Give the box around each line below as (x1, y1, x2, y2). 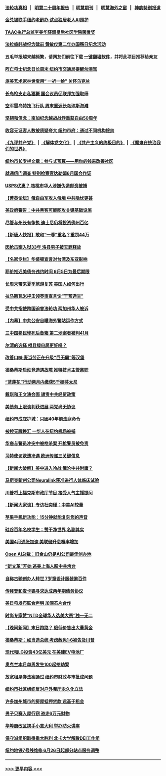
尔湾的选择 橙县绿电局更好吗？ (5, 342, 67, 348)
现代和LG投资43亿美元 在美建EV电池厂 (5, 649, 84, 655)
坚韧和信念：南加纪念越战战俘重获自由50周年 (5, 115, 98, 121)
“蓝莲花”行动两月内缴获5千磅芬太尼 (5, 379, 78, 385)
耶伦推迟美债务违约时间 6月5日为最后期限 (5, 268, 90, 275)
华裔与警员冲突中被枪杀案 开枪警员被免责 (5, 441, 89, 447)
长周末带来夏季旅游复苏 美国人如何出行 (5, 281, 84, 287)
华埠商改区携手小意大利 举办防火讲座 (5, 723, 80, 729)
